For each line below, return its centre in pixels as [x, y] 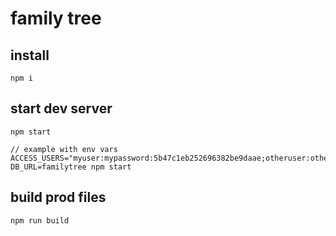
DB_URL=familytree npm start [71, 167]
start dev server [61, 108]
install [30, 55]
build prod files [58, 197]
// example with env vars [64, 149]
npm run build [40, 220]
